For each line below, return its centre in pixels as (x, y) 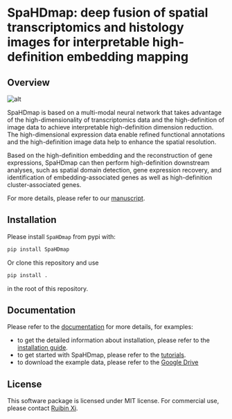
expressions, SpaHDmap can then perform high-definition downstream (108, 163)
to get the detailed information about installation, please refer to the (113, 340)
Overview (29, 82)
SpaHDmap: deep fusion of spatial (108, 13)
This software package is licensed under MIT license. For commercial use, (113, 401)
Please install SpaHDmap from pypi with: (62, 236)
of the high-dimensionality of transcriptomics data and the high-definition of (116, 120)
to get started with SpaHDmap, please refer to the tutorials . (101, 355)
